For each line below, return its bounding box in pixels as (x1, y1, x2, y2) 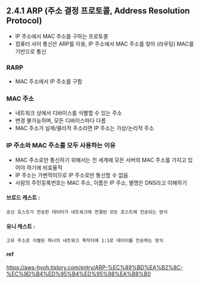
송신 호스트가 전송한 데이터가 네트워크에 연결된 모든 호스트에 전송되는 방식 (6, 209, 168, 215)
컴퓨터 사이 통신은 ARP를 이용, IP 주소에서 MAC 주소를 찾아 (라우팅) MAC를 (15, 40, 194, 47)
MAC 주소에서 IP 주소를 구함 (15, 78, 83, 85)
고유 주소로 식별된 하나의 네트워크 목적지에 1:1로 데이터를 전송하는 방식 (6, 237, 164, 244)
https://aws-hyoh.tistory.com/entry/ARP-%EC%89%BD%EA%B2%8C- (6, 264, 184, 271)
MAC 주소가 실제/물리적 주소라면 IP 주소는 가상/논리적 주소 (15, 124, 155, 132)
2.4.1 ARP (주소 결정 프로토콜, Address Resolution (6, 5, 190, 16)
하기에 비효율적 (26, 163, 62, 171)
